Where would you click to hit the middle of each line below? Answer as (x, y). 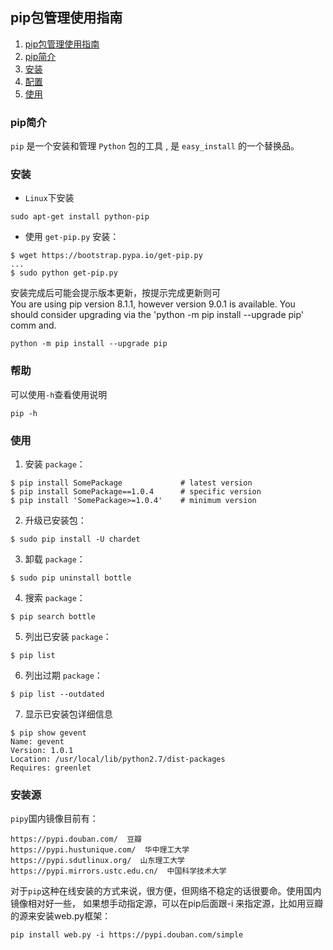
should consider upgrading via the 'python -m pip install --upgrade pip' (157, 315)
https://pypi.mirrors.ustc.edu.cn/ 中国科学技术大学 (118, 871)
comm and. (33, 325)
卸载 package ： (55, 559)
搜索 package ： (55, 597)
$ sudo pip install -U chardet (75, 539)
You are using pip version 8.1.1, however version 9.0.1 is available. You (153, 304)
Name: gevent (37, 742)
